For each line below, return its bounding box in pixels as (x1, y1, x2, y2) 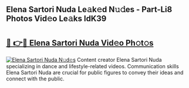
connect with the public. (6, 75, 65, 82)
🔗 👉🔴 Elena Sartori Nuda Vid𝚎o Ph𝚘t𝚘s (6, 38, 154, 48)
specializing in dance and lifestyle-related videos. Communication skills (6, 63, 179, 69)
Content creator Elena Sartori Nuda (77, 57, 163, 63)
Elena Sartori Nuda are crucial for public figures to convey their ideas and (6, 69, 184, 76)
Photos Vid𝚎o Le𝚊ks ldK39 (6, 14, 107, 24)
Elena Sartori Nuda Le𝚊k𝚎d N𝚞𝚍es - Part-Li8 (6, 5, 173, 15)
